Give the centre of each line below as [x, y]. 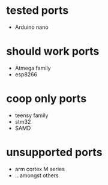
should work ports [53, 51]
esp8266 [26, 74]
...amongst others [37, 175]
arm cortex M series [40, 169]
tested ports [37, 11]
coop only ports [46, 99]
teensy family [31, 115]
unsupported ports [54, 152]
